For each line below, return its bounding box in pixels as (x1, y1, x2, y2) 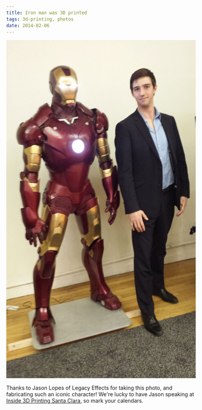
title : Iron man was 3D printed (6, 10, 87, 16)
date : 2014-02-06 (6, 22, 50, 28)
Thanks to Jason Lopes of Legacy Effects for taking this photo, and (6, 384, 173, 392)
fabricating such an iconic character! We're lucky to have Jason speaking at (6, 391, 194, 398)
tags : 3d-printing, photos (6, 16, 74, 22)
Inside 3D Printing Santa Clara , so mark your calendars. (6, 397, 144, 405)
